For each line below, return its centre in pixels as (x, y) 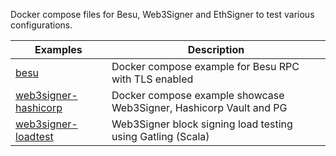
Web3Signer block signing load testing (202, 124)
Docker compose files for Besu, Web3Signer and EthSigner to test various (162, 14)
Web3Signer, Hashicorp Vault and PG (199, 107)
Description (216, 49)
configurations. (41, 25)
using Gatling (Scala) (160, 136)
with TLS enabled (152, 79)
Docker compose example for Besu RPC (205, 66)
